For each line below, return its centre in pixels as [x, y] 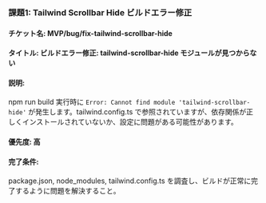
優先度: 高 [24, 141]
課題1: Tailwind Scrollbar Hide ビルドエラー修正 [100, 12]
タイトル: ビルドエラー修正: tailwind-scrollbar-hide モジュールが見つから [129, 53]
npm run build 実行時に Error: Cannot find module [92, 102]
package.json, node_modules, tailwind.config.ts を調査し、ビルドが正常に [130, 181]
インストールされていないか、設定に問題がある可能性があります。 [130, 122]
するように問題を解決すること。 [67, 191]
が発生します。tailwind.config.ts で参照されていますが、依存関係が [137, 112]
